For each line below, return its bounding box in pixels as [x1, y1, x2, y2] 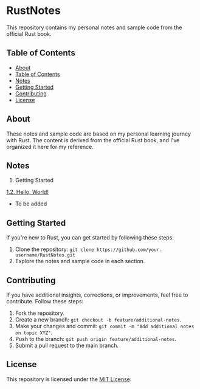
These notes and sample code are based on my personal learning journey [6, 130, 191, 137]
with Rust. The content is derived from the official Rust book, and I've [6, 136, 180, 143]
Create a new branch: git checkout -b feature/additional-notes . [15, 316, 181, 323]
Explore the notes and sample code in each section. [15, 258, 145, 265]
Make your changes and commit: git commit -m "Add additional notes [15, 323, 195, 329]
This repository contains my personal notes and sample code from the [6, 24, 182, 31]
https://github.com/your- [96, 247, 162, 253]
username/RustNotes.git [15, 252, 76, 258]
